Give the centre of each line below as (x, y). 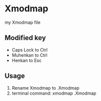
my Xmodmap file (23, 22)
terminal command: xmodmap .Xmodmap (54, 93)
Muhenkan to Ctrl (29, 55)
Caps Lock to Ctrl (30, 50)
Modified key (25, 38)
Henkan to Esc (26, 60)
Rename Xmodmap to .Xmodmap (46, 88)
